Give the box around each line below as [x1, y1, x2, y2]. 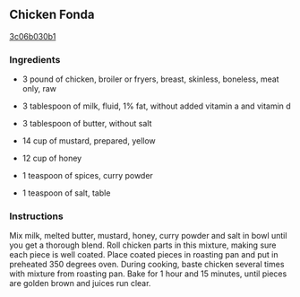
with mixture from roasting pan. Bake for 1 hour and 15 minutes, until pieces [9, 268, 287, 279]
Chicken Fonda [9, 7, 96, 22]
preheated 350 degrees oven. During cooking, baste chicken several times [9, 259, 285, 270]
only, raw [21, 83, 56, 94]
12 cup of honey [21, 153, 82, 164]
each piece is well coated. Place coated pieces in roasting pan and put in [9, 249, 279, 260]
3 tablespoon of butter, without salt [21, 118, 152, 129]
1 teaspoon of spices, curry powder [21, 170, 154, 181]
